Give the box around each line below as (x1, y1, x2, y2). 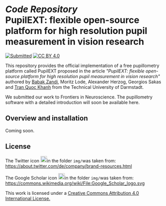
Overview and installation (5, 114, 88, 123)
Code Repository (5, 4, 78, 15)
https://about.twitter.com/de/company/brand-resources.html (5, 163, 132, 169)
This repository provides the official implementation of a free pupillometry (5, 62, 160, 68)
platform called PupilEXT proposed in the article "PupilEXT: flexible (5, 67, 145, 74)
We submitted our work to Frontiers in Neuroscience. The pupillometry (5, 94, 153, 100)
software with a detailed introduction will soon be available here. (5, 99, 140, 105)
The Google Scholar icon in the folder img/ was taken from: (5, 175, 134, 181)
